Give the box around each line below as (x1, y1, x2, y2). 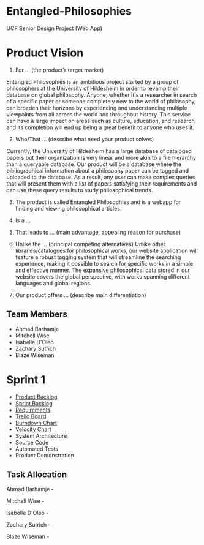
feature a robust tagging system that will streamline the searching (15, 253, 181, 261)
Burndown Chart (15, 419, 57, 426)
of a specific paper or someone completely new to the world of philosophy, (6, 97, 196, 105)
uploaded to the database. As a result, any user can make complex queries (6, 173, 195, 181)
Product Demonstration (15, 451, 75, 459)
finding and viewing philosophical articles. (15, 205, 122, 212)
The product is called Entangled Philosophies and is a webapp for (15, 198, 181, 206)
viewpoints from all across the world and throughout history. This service (6, 110, 191, 118)
